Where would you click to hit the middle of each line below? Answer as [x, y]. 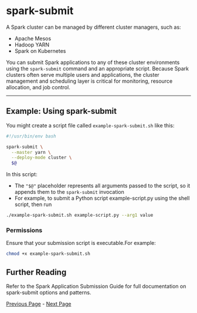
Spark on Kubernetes [40, 51]
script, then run [33, 204]
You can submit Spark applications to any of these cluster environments [93, 62]
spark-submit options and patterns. [49, 292]
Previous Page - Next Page [39, 304]
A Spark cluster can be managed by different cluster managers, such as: [94, 27]
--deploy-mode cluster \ [42, 158]
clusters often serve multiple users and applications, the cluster [83, 75]
